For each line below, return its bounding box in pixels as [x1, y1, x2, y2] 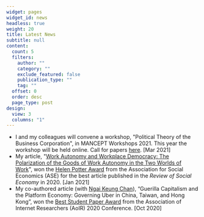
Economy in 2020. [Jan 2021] [15, 179, 90, 186]
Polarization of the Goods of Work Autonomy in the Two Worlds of [15, 159, 182, 166]
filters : [12, 54, 34, 60]
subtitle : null [6, 37, 45, 43]
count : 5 [12, 49, 34, 55]
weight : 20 [6, 26, 34, 32]
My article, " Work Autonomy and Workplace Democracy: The [15, 153, 169, 160]
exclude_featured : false [17, 71, 81, 77]
